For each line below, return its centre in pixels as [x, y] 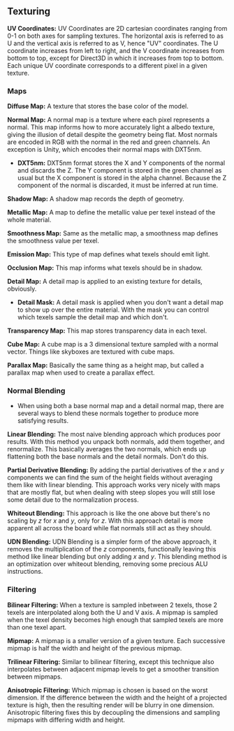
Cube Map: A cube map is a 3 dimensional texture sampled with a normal [113, 345]
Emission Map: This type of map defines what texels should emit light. [109, 254]
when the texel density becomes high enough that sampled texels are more [115, 620]
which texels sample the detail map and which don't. [93, 317]
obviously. [22, 289]
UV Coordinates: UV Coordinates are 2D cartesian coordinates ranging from [117, 28]
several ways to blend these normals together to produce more [108, 413]
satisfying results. [43, 421]
